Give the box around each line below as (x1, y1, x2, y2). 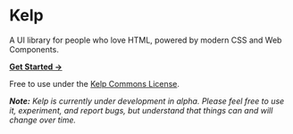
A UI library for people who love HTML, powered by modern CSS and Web (9, 35, 282, 45)
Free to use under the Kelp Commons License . (9, 78, 180, 89)
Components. (9, 43, 60, 54)
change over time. (9, 114, 77, 125)
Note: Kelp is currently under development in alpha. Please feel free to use (9, 95, 285, 106)
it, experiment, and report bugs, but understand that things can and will (9, 105, 273, 115)
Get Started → (9, 61, 63, 72)
